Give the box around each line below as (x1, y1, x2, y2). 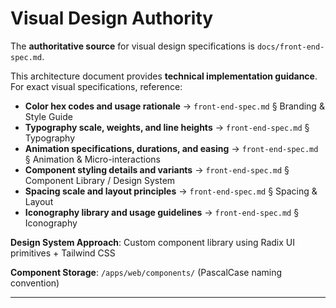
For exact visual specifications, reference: (10, 80, 183, 92)
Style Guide (24, 110, 73, 122)
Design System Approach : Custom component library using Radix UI (10, 236, 296, 248)
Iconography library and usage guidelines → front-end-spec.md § (24, 206, 300, 218)
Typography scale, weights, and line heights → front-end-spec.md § (24, 121, 310, 133)
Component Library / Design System (24, 174, 176, 186)
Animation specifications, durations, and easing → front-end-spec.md (24, 142, 319, 154)
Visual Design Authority (10, 7, 214, 30)
